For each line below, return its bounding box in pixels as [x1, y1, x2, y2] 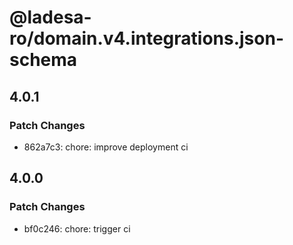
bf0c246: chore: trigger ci [23, 222, 131, 235]
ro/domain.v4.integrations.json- [9, 27, 284, 50]
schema [9, 49, 78, 71]
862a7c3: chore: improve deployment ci [23, 141, 189, 153]
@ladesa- [9, 6, 92, 29]
